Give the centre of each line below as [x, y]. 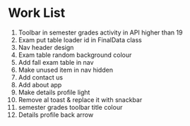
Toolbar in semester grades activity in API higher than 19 [100, 32]
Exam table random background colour [75, 55]
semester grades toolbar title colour [70, 107]
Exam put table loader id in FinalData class [80, 39]
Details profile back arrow [56, 115]
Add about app [40, 84]
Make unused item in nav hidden [66, 70]
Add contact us [40, 77]
